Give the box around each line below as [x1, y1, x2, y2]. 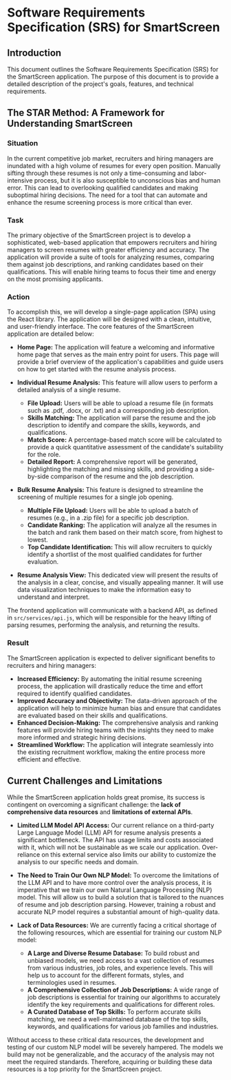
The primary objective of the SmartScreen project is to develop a [7, 231, 191, 239]
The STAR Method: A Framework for [7, 107, 165, 119]
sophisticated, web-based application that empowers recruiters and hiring [7, 238, 217, 246]
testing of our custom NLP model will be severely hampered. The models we [7, 1043, 223, 1052]
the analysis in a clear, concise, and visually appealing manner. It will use [16, 578, 223, 587]
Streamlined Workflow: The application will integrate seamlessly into [16, 740, 214, 748]
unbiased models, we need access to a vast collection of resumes [27, 957, 214, 965]
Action [7, 292, 30, 301]
